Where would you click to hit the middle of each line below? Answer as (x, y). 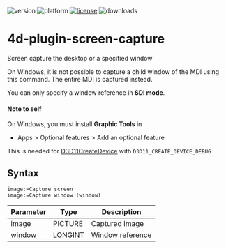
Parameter (29, 211)
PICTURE (68, 223)
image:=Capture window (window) (54, 195)
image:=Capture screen (40, 189)
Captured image (118, 223)
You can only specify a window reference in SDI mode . (86, 92)
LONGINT (69, 235)
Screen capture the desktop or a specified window (80, 58)
